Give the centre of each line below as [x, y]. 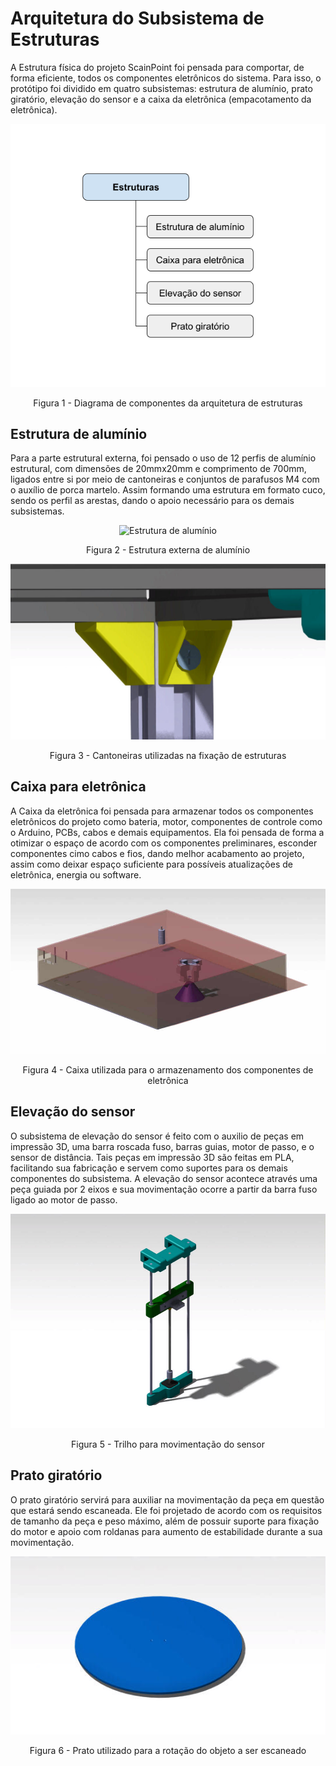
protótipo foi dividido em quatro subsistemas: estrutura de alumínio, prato [161, 88]
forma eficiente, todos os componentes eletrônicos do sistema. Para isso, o [166, 78]
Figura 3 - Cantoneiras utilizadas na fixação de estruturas [168, 755]
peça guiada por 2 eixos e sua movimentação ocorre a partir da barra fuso [164, 1189]
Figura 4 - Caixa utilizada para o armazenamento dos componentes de [168, 1069]
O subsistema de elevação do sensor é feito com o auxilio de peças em [157, 1136]
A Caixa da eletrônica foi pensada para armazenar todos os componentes [162, 811]
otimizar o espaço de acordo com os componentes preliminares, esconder [164, 843]
